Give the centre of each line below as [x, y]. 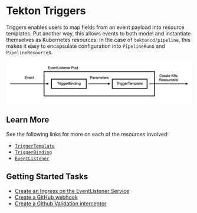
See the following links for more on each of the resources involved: [88, 134]
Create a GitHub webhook [46, 197]
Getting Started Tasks [47, 177]
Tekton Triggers [46, 11]
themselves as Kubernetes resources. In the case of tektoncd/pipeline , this [98, 40]
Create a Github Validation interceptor [60, 203]
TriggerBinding [33, 152]
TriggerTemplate [35, 146]
